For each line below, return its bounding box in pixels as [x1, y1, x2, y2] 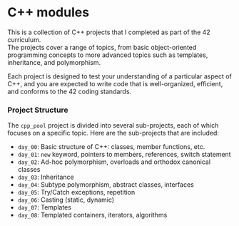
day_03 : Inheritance [17, 173, 74, 182]
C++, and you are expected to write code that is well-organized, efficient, [7, 79, 223, 88]
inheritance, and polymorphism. [7, 58, 101, 66]
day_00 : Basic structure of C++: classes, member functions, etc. [17, 143, 205, 151]
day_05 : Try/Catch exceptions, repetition [17, 188, 136, 197]
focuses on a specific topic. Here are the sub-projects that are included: [7, 129, 220, 138]
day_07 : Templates [17, 203, 71, 212]
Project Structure [7, 105, 68, 115]
